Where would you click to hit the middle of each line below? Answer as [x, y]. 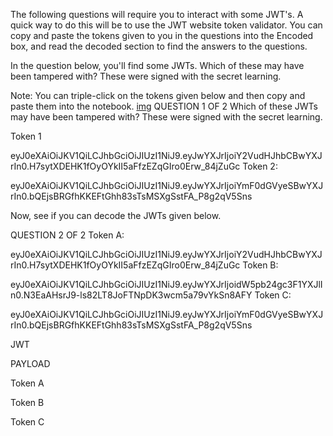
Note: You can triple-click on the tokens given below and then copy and [158, 95]
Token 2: [260, 166]
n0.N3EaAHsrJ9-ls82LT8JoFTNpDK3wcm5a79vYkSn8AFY [131, 295]
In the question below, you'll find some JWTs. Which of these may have [157, 65]
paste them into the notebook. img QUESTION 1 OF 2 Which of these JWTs [164, 106]
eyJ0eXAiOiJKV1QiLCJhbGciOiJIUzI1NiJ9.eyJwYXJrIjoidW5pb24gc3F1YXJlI [166, 284]
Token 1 [26, 136]
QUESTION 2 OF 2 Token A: [67, 235]
